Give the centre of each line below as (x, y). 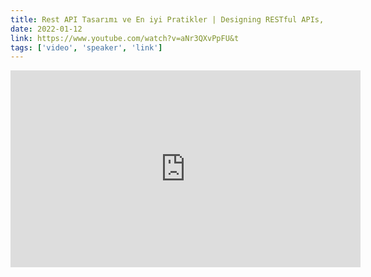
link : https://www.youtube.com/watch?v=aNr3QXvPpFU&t (125, 38)
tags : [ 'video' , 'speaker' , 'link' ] (86, 47)
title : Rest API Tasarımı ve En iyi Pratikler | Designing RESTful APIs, (167, 19)
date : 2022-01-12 (46, 29)
